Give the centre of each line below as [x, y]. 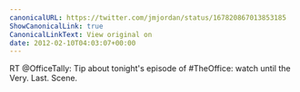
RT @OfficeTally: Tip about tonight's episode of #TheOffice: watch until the [150, 69]
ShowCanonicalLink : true [56, 26]
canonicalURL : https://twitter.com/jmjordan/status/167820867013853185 [148, 18]
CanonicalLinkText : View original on [81, 34]
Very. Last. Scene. [44, 78]
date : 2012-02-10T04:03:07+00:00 [73, 43]
